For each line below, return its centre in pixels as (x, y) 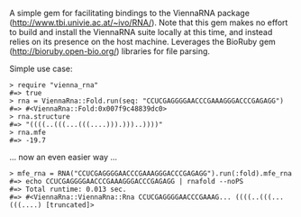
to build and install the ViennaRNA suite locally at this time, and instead (141, 32)
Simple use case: (41, 68)
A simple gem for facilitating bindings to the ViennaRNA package (130, 13)
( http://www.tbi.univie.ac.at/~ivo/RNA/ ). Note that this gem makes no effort (149, 23)
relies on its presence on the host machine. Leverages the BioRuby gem (143, 41)
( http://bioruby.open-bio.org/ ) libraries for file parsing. (109, 51)
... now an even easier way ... (64, 157)
